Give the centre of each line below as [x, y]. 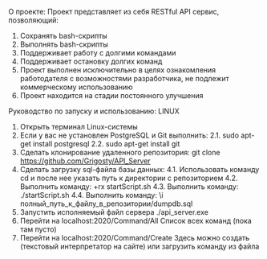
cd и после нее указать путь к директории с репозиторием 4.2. [129, 178]
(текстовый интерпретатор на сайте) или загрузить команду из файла [140, 246]
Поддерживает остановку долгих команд [91, 61]
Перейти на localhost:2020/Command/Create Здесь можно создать [135, 238]
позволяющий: [33, 20]
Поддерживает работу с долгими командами [98, 53]
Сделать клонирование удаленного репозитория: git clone [120, 152]
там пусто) [38, 229]
